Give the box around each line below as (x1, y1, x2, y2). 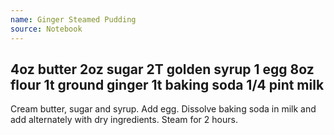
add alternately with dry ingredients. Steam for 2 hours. (10, 114, 238, 126)
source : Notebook (10, 24, 83, 34)
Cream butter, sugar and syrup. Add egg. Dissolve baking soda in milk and (10, 103, 317, 115)
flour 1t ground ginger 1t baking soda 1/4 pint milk (10, 76, 325, 93)
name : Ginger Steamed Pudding (10, 14, 137, 25)
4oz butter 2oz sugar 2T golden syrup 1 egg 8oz (10, 61, 315, 78)
